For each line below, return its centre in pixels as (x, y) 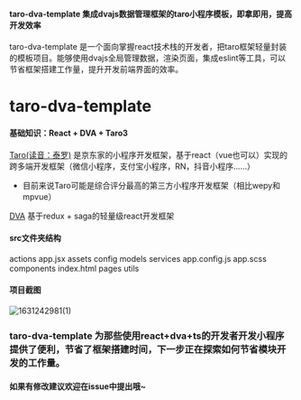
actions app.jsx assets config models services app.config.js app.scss (138, 258)
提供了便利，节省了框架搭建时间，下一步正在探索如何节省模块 (143, 349)
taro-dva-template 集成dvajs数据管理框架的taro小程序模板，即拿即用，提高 (151, 14)
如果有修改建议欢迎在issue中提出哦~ (78, 386)
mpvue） (39, 196)
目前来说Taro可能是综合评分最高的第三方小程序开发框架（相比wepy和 (151, 185)
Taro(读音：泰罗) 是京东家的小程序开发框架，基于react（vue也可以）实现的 (149, 154)
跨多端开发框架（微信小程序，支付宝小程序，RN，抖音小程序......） (132, 166)
